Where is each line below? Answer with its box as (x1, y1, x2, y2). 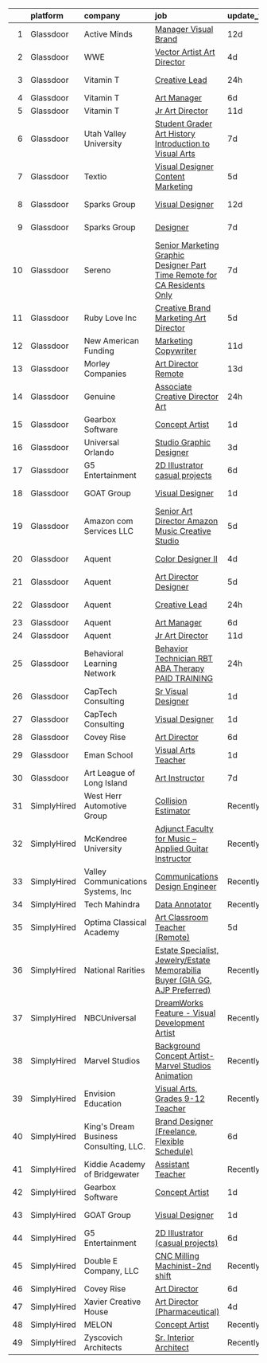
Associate (154, 382, 192, 392)
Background (154, 1040, 201, 1051)
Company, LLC (83, 1266, 139, 1276)
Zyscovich (83, 1332, 123, 1343)
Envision (83, 1088, 116, 1099)
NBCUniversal (83, 1012, 137, 1023)
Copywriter (154, 346, 197, 356)
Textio (83, 171, 107, 182)
